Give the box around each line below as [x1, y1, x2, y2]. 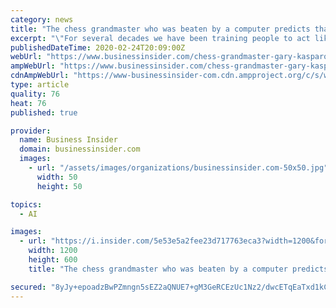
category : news [10, 14, 74, 25]
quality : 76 [10, 89, 60, 99]
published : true [10, 107, 78, 118]
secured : [10, 282, 47, 292]
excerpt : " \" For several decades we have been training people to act [10, 33, 311, 43]
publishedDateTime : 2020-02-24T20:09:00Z [10, 42, 186, 53]
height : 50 [36, 181, 83, 191]
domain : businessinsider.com [19, 144, 141, 155]
